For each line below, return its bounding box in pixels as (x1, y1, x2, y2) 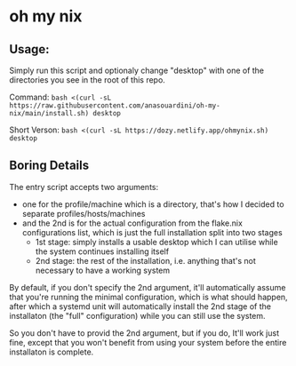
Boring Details (9, 158, 90, 173)
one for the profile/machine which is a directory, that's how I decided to (21, 198, 284, 210)
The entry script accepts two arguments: (9, 181, 159, 192)
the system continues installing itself (35, 246, 170, 257)
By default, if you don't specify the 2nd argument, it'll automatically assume (9, 282, 286, 292)
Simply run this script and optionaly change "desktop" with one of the (9, 65, 265, 76)
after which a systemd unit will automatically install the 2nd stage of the (9, 300, 271, 312)
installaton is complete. (9, 346, 94, 357)
